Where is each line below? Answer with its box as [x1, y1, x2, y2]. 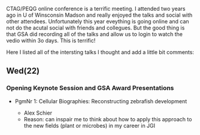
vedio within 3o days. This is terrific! [6, 37, 96, 44]
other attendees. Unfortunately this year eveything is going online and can [6, 18, 190, 25]
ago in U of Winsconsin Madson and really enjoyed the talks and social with [6, 11, 193, 19]
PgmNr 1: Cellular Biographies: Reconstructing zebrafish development [14, 97, 187, 104]
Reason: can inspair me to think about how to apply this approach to [23, 115, 192, 122]
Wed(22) [6, 66, 40, 76]
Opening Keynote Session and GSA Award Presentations [6, 84, 174, 92]
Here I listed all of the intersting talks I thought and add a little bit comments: [6, 49, 195, 56]
